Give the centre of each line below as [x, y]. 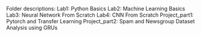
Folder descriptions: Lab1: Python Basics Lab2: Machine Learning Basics [96, 9]
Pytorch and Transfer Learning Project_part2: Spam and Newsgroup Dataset [100, 21]
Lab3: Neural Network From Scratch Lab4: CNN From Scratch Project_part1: [100, 15]
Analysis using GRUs [32, 27]
